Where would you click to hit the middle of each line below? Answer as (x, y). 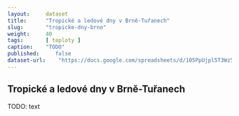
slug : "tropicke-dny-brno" (57, 27)
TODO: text (24, 106)
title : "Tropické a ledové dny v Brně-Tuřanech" (89, 21)
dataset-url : (27, 60)
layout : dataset (38, 14)
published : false (39, 54)
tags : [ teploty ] (44, 41)
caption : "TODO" (36, 47)
